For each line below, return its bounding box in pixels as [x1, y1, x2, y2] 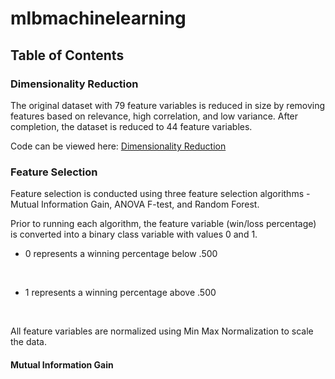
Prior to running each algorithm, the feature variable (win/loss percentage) [10, 218, 317, 230]
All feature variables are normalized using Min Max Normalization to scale [10, 325, 314, 337]
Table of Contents [10, 47, 125, 64]
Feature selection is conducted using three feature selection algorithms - [10, 188, 311, 200]
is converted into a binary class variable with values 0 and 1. [10, 228, 258, 241]
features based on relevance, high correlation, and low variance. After [10, 110, 299, 122]
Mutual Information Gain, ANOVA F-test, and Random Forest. [10, 198, 260, 211]
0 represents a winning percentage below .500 [24, 248, 218, 260]
